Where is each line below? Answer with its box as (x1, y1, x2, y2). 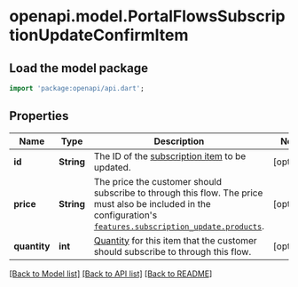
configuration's (93, 209, 158, 221)
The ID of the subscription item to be (93, 149, 247, 162)
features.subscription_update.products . (93, 219, 264, 232)
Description (153, 135, 205, 147)
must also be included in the (93, 197, 211, 210)
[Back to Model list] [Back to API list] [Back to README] (9, 268, 213, 279)
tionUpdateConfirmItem (9, 25, 189, 45)
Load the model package (9, 60, 149, 76)
